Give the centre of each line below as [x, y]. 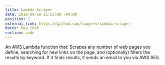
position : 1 [17, 19]
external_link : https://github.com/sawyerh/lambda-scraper [68, 24]
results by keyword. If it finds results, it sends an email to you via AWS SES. [83, 57]
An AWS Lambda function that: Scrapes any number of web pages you [78, 47]
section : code [20, 33]
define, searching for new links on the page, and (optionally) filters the [77, 52]
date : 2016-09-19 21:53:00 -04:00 [41, 14]
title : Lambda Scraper [29, 10]
